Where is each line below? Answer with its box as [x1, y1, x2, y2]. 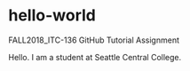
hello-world [8, 5, 97, 26]
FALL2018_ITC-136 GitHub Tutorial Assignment [8, 35, 179, 45]
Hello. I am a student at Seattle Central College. [8, 51, 182, 62]
